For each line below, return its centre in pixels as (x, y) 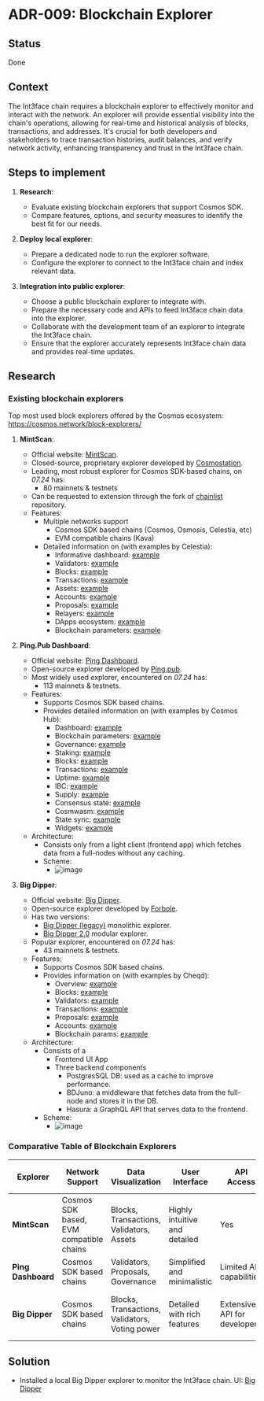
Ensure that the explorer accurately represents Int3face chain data (139, 343)
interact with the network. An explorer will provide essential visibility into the (132, 114)
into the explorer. (59, 318)
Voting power (136, 1329)
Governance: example (90, 745)
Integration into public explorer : (72, 286)
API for (233, 1314)
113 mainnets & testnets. (82, 686)
